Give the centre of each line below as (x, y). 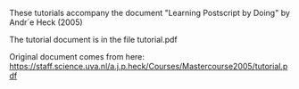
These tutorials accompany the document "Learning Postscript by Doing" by (149, 13)
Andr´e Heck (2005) (46, 22)
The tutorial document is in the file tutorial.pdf (93, 40)
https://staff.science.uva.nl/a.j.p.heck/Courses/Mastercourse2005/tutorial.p (149, 66)
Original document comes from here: (77, 57)
